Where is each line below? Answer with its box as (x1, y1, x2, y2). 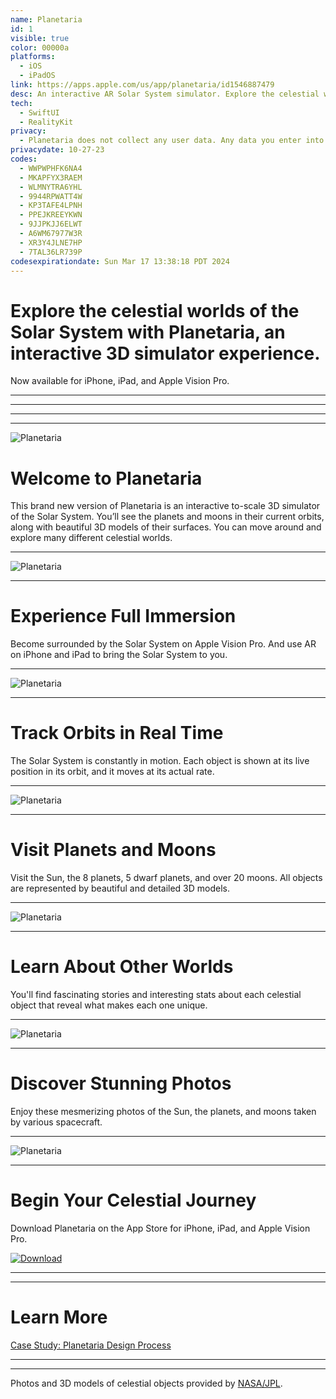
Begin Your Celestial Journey (10, 1189, 257, 1212)
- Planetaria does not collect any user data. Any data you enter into (19, 136, 325, 146)
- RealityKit (19, 117, 74, 127)
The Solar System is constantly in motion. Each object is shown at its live (10, 755, 310, 767)
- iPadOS (19, 71, 56, 81)
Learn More (10, 1306, 108, 1329)
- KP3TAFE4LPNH (19, 201, 83, 211)
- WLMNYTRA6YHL (19, 182, 83, 192)
